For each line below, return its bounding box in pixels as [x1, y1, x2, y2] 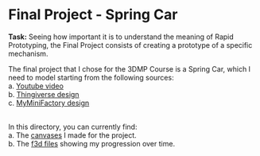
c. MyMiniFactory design [8, 98, 90, 107]
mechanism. [8, 49, 49, 58]
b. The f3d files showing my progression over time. [8, 138, 176, 148]
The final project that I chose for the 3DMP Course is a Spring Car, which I [8, 64, 251, 73]
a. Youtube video [8, 81, 64, 91]
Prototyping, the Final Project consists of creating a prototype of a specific [8, 40, 253, 49]
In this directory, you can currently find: [8, 122, 138, 131]
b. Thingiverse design [8, 89, 80, 99]
